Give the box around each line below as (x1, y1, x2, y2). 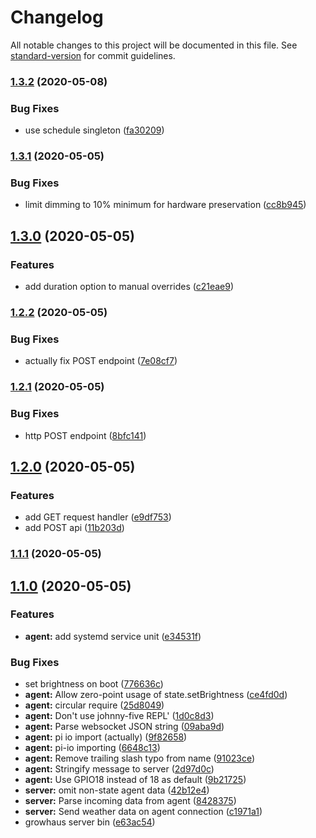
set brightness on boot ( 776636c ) (24, 678, 164, 690)
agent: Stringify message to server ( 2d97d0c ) (24, 763, 215, 775)
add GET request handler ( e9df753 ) (24, 511, 172, 523)
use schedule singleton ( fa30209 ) (24, 124, 165, 136)
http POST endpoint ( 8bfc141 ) (24, 429, 147, 441)
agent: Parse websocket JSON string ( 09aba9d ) (24, 721, 225, 733)
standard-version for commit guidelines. (10, 49, 176, 61)
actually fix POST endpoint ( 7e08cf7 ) (24, 355, 178, 367)
